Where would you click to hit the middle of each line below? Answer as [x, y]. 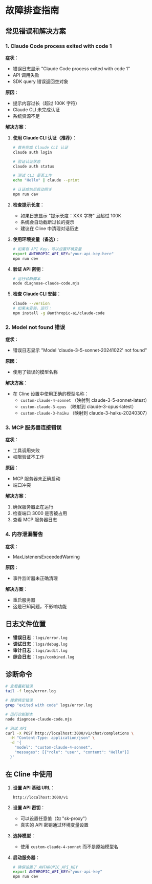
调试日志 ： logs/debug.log [40, 644]
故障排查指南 [32, 11]
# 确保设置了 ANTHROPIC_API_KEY [45, 867]
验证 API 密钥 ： [29, 269]
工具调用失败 [26, 450]
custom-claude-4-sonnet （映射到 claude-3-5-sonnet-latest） [85, 400]
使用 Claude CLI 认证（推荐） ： [45, 138]
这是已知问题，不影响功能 [40, 606]
